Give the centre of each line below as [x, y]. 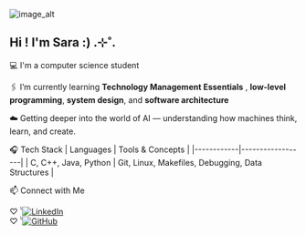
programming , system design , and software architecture [119, 99]
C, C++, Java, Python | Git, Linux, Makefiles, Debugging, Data [147, 162]
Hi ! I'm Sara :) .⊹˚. [63, 42]
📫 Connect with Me [47, 190]
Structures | [32, 172]
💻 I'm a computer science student [74, 65]
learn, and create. [42, 131]
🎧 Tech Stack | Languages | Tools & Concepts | [100, 149]
